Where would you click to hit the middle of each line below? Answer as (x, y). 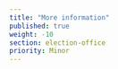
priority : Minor (39, 51)
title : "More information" (59, 17)
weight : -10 (31, 34)
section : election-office (57, 43)
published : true (39, 26)
